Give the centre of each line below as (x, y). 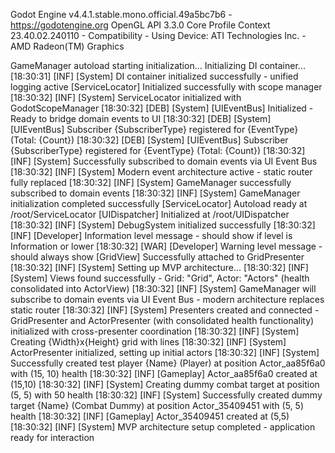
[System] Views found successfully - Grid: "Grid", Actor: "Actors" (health (160, 278)
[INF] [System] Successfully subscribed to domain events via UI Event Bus (164, 161)
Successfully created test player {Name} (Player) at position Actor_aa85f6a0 (168, 363)
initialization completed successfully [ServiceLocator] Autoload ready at (159, 203)
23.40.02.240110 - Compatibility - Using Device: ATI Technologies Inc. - (158, 35)
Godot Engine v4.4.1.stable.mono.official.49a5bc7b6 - (121, 14)
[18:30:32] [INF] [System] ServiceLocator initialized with (126, 97)
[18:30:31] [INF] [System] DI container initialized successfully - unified (154, 76)
